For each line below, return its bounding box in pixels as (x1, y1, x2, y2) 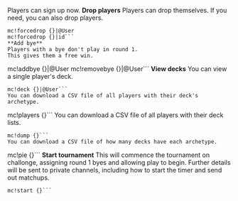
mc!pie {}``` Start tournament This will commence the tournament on (7, 151, 210, 159)
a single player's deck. (7, 72, 73, 80)
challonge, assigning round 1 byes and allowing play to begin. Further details (7, 158, 231, 166)
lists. (7, 119, 21, 126)
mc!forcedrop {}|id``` (7, 33, 75, 40)
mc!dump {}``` (7, 132, 50, 139)
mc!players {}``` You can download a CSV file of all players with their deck (7, 111, 224, 119)
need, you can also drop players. (7, 13, 104, 22)
